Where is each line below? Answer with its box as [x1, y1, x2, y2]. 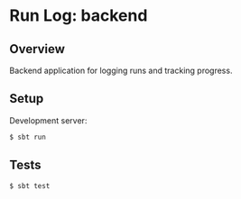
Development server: [9, 114, 88, 126]
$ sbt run [9, 132, 47, 141]
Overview [9, 41, 66, 57]
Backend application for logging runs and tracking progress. [9, 65, 233, 76]
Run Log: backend [9, 5, 148, 26]
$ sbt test [9, 181, 51, 190]
